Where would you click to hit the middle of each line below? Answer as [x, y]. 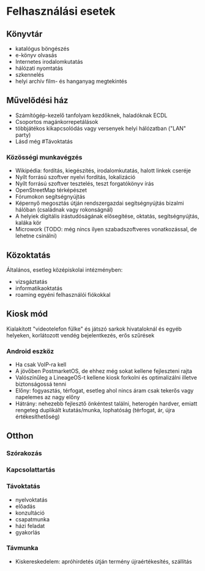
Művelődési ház [37, 100]
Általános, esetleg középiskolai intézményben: [65, 270]
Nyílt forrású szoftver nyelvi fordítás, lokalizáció [75, 177]
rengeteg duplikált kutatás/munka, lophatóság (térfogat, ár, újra [95, 410]
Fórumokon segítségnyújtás [50, 197]
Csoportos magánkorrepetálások [57, 121]
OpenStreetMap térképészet [51, 190]
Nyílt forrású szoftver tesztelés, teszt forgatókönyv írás [84, 184]
